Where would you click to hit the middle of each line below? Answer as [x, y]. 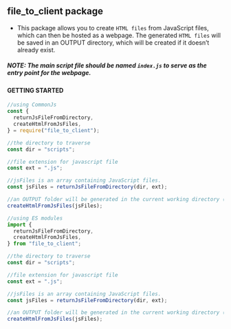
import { [20, 224]
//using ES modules [35, 218]
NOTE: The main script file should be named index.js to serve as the [107, 65]
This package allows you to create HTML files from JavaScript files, [113, 28]
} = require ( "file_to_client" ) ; [53, 130]
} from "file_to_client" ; [44, 244]
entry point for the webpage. [49, 73]
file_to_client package [55, 11]
